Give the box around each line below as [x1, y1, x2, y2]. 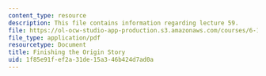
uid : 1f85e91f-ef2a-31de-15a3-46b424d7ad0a [8, 56, 154, 64]
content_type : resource [8, 11, 87, 20]
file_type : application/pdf [8, 33, 101, 42]
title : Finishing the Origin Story [8, 48, 126, 56]
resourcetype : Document [8, 41, 87, 49]
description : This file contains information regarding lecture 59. [8, 19, 239, 27]
